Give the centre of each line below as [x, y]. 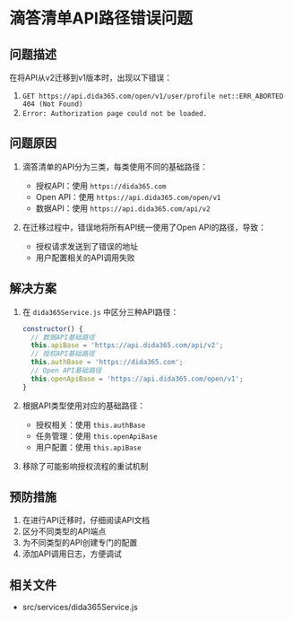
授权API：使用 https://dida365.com [101, 186]
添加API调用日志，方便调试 [72, 554]
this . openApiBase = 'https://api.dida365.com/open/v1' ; [137, 379]
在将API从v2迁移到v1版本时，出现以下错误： [91, 78]
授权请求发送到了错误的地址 [87, 246]
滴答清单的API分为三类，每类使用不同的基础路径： [115, 166]
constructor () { [52, 328]
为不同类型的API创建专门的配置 [80, 543]
